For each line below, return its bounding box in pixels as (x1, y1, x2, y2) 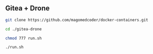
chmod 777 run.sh (5, 35, 42, 41)
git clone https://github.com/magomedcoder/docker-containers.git (5, 17, 148, 22)
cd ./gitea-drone (5, 26, 42, 32)
